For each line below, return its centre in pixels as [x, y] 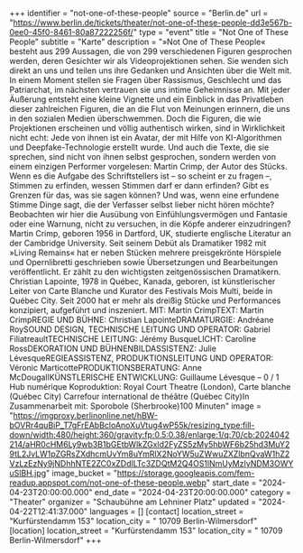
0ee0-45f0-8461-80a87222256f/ [71, 32]
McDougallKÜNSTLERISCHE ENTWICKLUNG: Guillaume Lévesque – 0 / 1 [144, 377]
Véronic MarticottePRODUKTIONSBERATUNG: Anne [106, 368]
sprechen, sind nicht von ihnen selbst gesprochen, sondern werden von [143, 157]
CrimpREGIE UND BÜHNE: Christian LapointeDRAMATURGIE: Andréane [142, 320]
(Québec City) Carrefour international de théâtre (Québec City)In [129, 396]
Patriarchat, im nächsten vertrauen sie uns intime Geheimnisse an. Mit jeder [150, 90]
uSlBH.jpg [28, 473]
